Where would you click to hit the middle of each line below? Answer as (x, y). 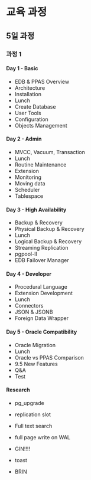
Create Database (35, 106)
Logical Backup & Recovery (48, 241)
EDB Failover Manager (42, 260)
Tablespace (29, 196)
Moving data (30, 183)
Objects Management (41, 125)
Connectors (29, 306)
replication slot (33, 414)
